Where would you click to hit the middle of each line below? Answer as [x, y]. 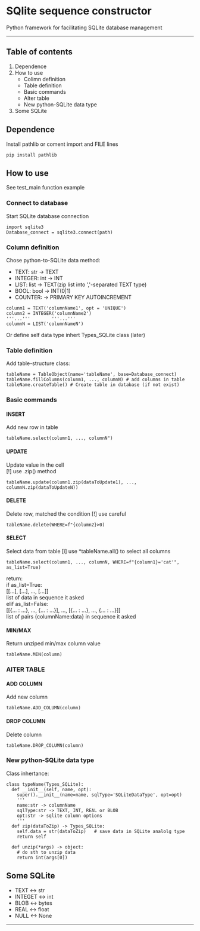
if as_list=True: [24, 585]
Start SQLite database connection [48, 216]
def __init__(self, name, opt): [52, 789]
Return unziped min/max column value [54, 644]
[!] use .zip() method [31, 471]
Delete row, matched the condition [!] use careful [66, 514]
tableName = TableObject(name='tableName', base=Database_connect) [92, 375]
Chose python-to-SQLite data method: [53, 260]
